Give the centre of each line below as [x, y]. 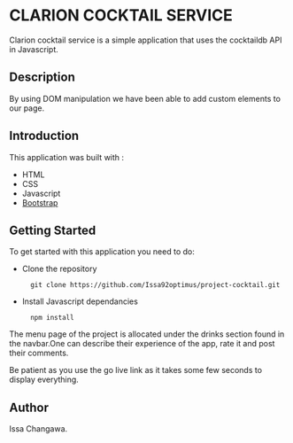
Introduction [44, 136]
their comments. [39, 353]
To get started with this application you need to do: [102, 252]
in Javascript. [34, 49]
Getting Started [53, 230]
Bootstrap [40, 202]
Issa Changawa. [39, 429]
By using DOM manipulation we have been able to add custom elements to [145, 98]
